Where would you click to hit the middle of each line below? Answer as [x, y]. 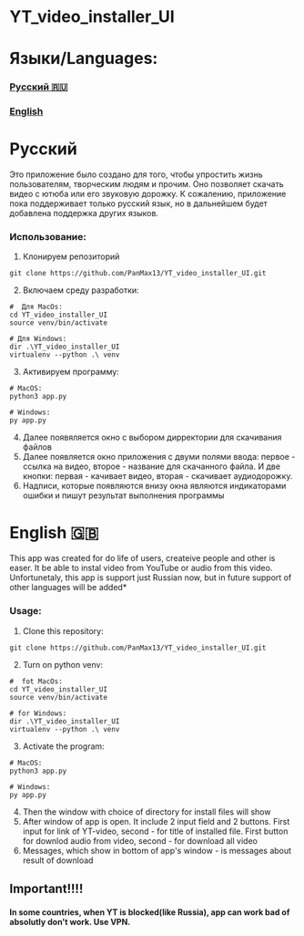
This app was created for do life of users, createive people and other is [142, 558]
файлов [37, 447]
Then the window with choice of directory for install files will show [147, 811]
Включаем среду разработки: [81, 290]
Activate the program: [63, 746]
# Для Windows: [38, 339]
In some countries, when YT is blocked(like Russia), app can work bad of [150, 912]
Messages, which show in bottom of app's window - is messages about [157, 850]
